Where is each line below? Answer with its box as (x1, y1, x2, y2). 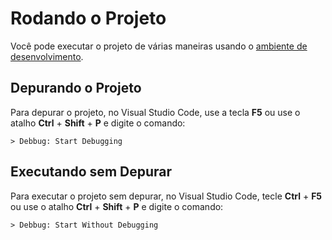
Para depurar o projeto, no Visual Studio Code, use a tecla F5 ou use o (10, 106, 301, 118)
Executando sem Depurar (10, 163, 173, 181)
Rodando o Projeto (10, 7, 167, 30)
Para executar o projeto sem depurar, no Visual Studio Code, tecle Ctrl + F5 (10, 190, 323, 202)
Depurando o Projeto (10, 80, 142, 97)
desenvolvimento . (10, 50, 84, 62)
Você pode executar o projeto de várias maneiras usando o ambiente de (10, 40, 308, 52)
